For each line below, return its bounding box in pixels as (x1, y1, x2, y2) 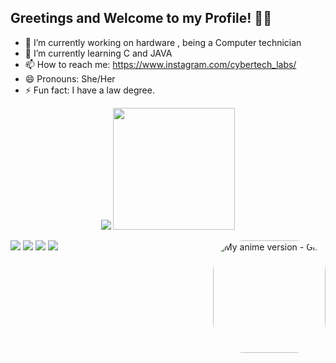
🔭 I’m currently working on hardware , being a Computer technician (24, 36, 302, 48)
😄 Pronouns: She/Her (24, 72, 116, 85)
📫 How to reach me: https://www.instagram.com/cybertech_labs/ (24, 58, 297, 70)
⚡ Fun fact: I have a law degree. (24, 84, 155, 96)
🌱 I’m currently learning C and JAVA (24, 47, 173, 59)
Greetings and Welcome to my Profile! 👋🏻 (10, 10, 272, 27)
